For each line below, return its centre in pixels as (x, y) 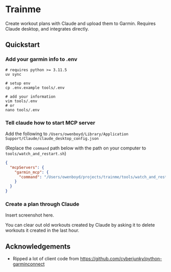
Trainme (23, 9)
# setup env (18, 83)
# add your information (31, 97)
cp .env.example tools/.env (35, 87)
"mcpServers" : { (27, 167)
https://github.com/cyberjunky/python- (121, 259)
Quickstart (23, 45)
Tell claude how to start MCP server (50, 123)
